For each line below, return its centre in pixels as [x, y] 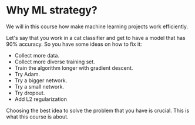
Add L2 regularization [41, 99]
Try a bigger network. [41, 80]
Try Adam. [27, 74]
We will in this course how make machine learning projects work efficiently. [97, 26]
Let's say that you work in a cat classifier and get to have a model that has [96, 38]
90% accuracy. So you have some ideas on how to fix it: [74, 44]
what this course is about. [37, 116]
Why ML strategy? [52, 10]
